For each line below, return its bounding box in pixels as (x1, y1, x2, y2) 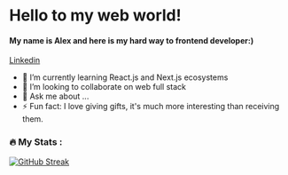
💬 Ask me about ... (21, 91, 90, 102)
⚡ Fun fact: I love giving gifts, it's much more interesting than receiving (21, 101, 280, 112)
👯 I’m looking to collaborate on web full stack (21, 82, 186, 92)
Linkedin (9, 55, 41, 66)
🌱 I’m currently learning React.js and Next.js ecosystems (21, 72, 229, 83)
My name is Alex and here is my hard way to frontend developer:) (9, 35, 254, 45)
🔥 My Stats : (9, 136, 63, 148)
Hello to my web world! (9, 5, 182, 26)
